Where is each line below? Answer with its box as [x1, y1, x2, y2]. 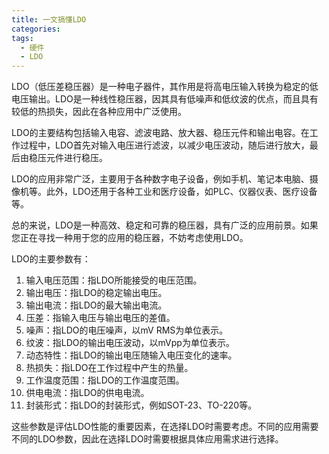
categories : [11, 24, 61, 34]
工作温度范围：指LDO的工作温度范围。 [25, 374, 185, 386]
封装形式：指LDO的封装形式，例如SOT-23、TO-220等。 [25, 399, 258, 411]
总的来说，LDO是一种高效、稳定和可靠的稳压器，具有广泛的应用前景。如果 [11, 219, 319, 231]
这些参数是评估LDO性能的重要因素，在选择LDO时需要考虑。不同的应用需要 [11, 421, 319, 433]
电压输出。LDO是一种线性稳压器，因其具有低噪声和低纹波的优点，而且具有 [11, 93, 319, 105]
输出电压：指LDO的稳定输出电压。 [25, 287, 168, 299]
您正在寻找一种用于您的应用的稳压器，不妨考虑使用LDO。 [11, 232, 249, 244]
